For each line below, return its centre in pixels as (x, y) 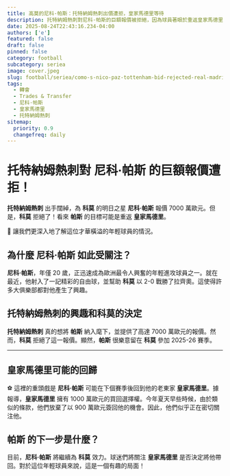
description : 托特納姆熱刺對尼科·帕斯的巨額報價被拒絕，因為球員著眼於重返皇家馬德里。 (118, 20)
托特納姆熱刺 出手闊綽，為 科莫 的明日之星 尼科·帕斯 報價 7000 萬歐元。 (108, 208)
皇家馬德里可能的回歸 (52, 370)
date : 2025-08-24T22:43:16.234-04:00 (61, 26)
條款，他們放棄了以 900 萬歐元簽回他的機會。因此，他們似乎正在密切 (116, 407)
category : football (35, 58)
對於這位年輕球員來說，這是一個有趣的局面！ (82, 466)
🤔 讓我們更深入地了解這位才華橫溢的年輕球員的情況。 (82, 231)
